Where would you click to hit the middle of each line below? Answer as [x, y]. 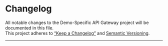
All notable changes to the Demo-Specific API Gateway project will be [77, 22]
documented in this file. [29, 27]
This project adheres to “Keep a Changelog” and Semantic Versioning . [77, 33]
